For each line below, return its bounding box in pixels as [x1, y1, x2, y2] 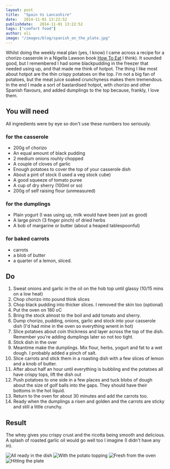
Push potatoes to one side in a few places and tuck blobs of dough [13, 377, 153, 383]
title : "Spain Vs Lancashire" [6, 12, 72, 17]
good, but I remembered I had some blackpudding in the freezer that [6, 60, 149, 66]
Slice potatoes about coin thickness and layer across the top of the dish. [13, 328, 164, 334]
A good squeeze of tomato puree [13, 177, 82, 183]
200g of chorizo [13, 145, 47, 151]
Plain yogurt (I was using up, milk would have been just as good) [13, 212, 148, 218]
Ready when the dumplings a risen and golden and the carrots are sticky [13, 398, 165, 405]
